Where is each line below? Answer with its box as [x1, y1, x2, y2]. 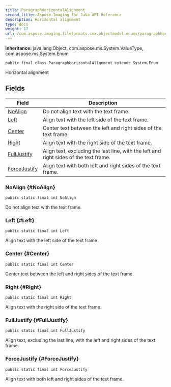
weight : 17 [5, 27, 28, 32]
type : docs [5, 21, 28, 27]
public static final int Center [5, 262, 74, 267]
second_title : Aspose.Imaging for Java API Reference [5, 12, 122, 17]
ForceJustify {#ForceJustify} [5, 355, 79, 363]
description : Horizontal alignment [5, 17, 81, 22]
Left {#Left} [5, 217, 35, 224]
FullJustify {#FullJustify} [5, 317, 69, 324]
